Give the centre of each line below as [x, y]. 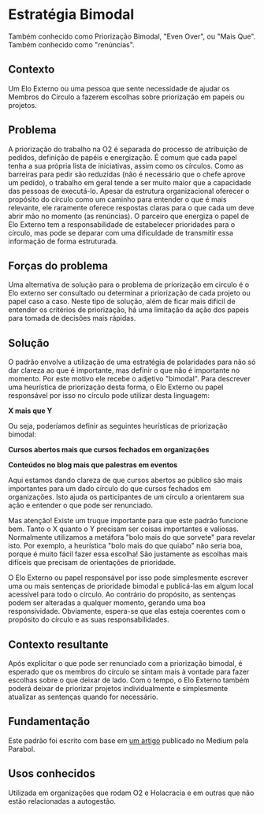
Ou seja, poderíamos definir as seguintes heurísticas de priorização [118, 426]
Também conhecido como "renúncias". [72, 44]
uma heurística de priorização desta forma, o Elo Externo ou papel [116, 387]
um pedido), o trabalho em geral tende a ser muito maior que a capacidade [130, 182]
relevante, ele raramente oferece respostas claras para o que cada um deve [131, 207]
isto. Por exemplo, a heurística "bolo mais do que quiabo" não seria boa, [125, 546]
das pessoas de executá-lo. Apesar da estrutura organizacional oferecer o [129, 191]
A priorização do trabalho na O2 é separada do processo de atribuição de [128, 149]
